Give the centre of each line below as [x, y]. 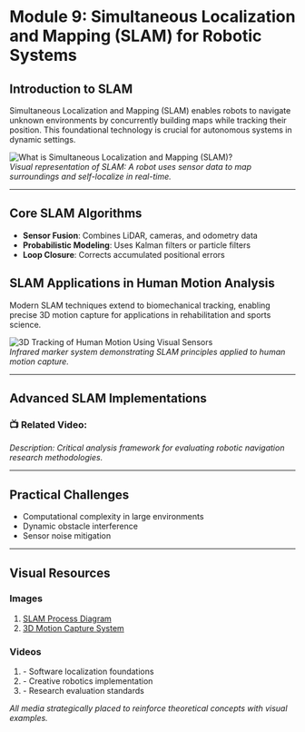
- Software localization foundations [88, 672]
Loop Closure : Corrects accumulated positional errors [123, 254]
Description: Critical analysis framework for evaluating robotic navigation [147, 448]
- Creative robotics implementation [88, 681]
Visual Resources [60, 573]
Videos [25, 651]
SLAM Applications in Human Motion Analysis [142, 283]
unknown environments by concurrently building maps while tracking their [148, 120]
